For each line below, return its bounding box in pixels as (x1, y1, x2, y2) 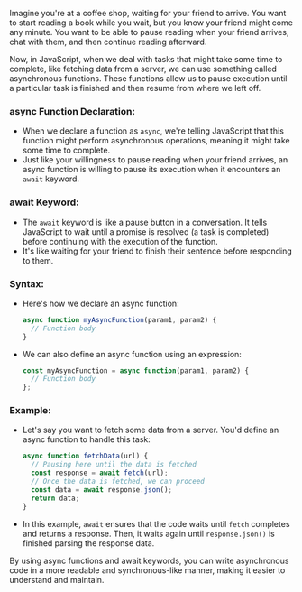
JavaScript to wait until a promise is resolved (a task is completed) (22, 226, 270, 237)
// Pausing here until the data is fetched (31, 460, 197, 469)
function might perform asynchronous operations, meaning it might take (22, 135, 290, 146)
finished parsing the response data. (22, 537, 155, 549)
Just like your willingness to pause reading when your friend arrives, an (22, 154, 288, 165)
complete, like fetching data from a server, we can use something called (9, 63, 278, 74)
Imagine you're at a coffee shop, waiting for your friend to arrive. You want (9, 8, 287, 18)
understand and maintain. (9, 574, 105, 585)
